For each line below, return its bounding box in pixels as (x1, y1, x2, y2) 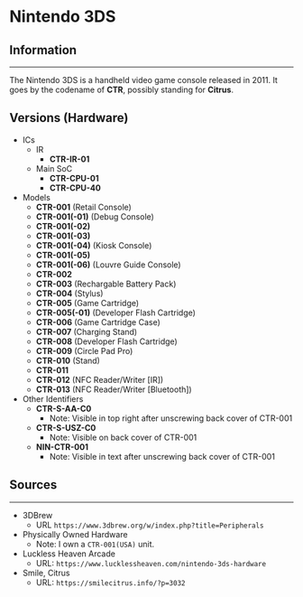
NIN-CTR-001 (35, 441, 88, 452)
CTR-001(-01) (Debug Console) (35, 210, 155, 222)
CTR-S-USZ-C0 (35, 422, 96, 433)
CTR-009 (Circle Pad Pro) (35, 345, 133, 356)
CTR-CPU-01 (49, 173, 99, 183)
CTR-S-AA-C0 (35, 403, 92, 414)
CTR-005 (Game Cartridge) (35, 297, 140, 308)
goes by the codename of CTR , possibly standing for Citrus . (9, 84, 234, 95)
